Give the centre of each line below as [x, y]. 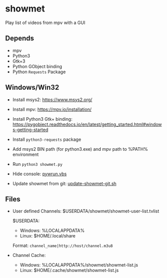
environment [26, 154]
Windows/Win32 [32, 87]
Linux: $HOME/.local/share [48, 236]
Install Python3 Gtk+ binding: [42, 119]
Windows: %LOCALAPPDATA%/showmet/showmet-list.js [79, 265]
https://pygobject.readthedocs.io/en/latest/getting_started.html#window [87, 124]
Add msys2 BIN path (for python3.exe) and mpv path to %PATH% [80, 149]
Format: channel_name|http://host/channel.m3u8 [62, 245]
